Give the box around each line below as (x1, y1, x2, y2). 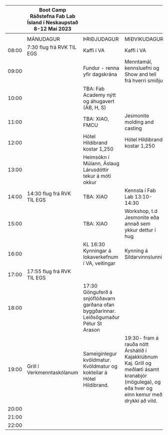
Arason (83, 327, 100, 333)
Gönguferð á (83, 289, 112, 295)
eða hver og (124, 385, 152, 391)
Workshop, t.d (124, 208, 157, 214)
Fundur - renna (83, 65, 119, 71)
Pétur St (83, 320, 102, 327)
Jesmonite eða (124, 214, 159, 221)
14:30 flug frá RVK (26, 190, 71, 197)
